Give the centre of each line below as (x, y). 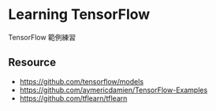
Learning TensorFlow (79, 15)
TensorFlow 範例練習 (42, 37)
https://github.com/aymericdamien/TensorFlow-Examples (114, 90)
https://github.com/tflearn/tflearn (73, 98)
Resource (32, 63)
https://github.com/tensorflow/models (82, 81)
